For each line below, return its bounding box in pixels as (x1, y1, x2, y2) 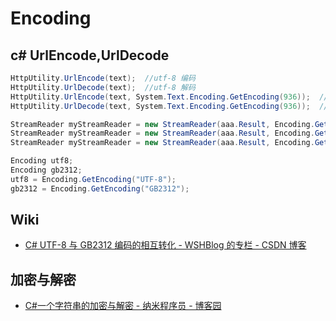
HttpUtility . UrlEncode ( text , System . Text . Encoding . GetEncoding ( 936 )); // (10, 92, 329, 102)
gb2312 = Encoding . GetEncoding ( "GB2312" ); (10, 183, 190, 194)
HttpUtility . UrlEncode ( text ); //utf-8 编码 (10, 73, 196, 83)
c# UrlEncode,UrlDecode (10, 47, 170, 64)
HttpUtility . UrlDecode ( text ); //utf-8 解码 (10, 82, 196, 92)
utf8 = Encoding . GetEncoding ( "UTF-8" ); (10, 174, 177, 184)
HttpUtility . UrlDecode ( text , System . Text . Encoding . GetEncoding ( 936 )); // (10, 101, 329, 111)
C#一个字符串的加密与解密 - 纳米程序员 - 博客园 (24, 300, 222, 312)
